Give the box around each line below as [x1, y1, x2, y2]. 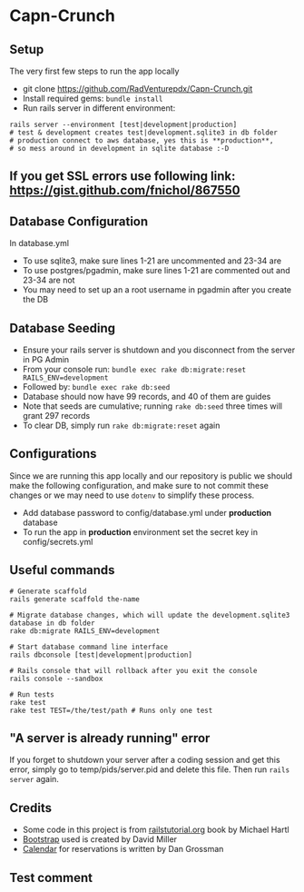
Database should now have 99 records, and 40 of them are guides [22, 391, 271, 402]
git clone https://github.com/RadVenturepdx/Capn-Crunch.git [22, 84, 253, 94]
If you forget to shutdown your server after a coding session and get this [9, 755, 280, 766]
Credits [9, 800, 53, 816]
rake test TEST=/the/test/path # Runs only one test [9, 706, 213, 715]
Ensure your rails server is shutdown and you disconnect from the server [22, 344, 296, 355]
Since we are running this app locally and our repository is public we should [9, 470, 293, 481]
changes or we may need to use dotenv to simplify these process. [9, 490, 255, 501]
